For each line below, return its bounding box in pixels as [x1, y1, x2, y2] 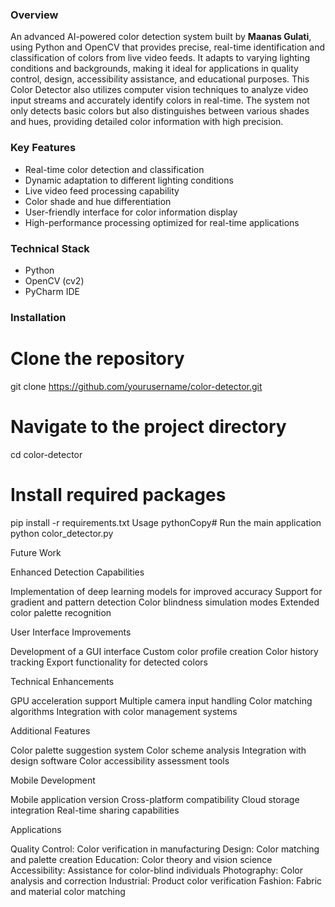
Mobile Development [10, 774, 96, 786]
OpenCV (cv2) [24, 274, 85, 287]
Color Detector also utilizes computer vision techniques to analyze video [10, 84, 309, 96]
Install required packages [10, 483, 227, 506]
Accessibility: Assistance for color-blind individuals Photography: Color [10, 864, 304, 876]
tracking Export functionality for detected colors [10, 656, 208, 668]
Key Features [10, 141, 77, 155]
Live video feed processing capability [24, 184, 180, 197]
